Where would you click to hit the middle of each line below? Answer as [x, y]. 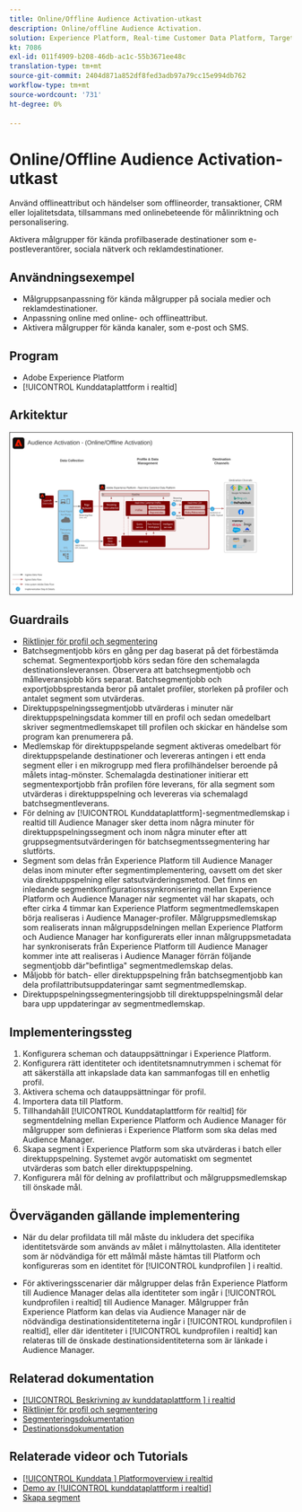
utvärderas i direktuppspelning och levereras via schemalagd [135, 794]
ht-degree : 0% [36, 104]
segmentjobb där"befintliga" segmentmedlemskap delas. [128, 966]
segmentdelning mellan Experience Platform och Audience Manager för [154, 1121]
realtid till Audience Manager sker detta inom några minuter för [138, 822]
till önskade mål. [52, 1187]
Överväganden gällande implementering [125, 1215]
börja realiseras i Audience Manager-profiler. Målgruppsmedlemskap [150, 918]
